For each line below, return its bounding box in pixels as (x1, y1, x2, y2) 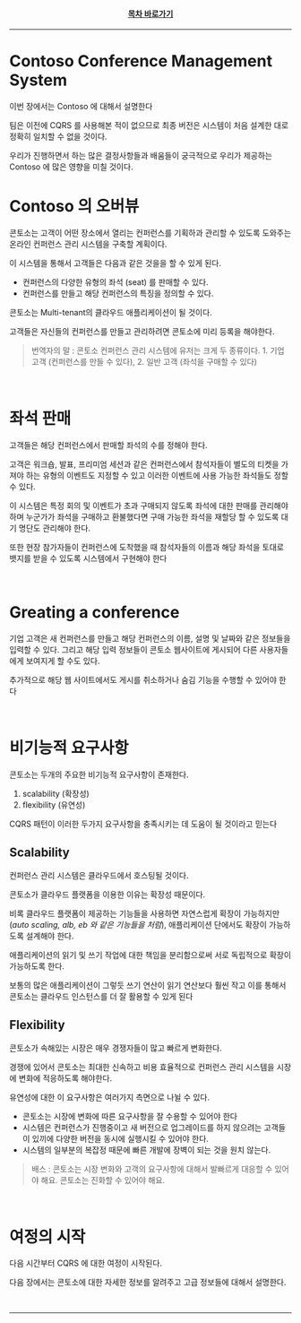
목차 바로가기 (127, 8, 174, 19)
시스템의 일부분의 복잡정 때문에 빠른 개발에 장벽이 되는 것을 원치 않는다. (21, 1144, 271, 1155)
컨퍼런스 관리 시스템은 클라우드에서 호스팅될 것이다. (9, 869, 189, 880)
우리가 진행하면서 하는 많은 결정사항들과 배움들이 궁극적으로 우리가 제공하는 (9, 151, 273, 161)
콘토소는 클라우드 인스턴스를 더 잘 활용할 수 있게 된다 (9, 990, 193, 1001)
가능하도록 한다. (9, 960, 65, 972)
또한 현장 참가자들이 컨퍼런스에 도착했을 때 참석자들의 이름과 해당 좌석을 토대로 (9, 542, 285, 553)
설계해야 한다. (25, 930, 74, 941)
